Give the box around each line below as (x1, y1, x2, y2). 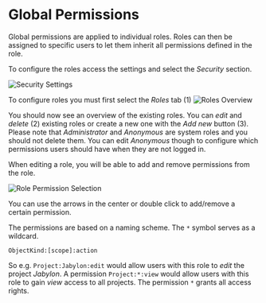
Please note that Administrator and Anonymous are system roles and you (8, 127, 248, 137)
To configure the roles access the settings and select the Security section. (8, 64, 252, 73)
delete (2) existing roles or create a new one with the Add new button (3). (8, 118, 249, 128)
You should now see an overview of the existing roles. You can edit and (8, 110, 243, 120)
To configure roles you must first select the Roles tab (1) (8, 95, 192, 104)
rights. (8, 286, 29, 295)
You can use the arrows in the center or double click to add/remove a (8, 199, 236, 208)
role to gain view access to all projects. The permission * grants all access (8, 277, 252, 287)
